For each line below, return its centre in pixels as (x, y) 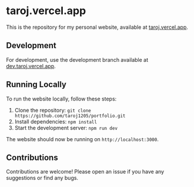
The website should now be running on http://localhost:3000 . (82, 139)
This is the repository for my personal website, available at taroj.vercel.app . (97, 27)
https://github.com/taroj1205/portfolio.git (70, 116)
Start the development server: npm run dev (66, 128)
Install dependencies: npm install (56, 121)
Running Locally (36, 84)
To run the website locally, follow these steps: (61, 99)
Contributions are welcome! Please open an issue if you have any (85, 172)
